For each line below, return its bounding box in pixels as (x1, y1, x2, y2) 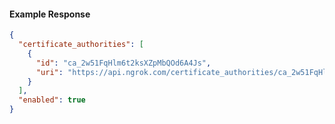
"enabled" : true (18, 95, 86, 105)
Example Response (9, 8, 91, 20)
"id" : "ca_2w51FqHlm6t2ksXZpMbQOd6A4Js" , (35, 58, 212, 68)
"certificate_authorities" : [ (18, 40, 144, 50)
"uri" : (35, 67, 64, 77)
